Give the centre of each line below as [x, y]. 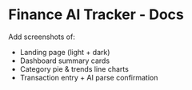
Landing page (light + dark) [65, 52]
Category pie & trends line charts [74, 68]
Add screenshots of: [42, 37]
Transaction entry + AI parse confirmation [89, 77]
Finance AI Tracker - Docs [96, 15]
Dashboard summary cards [65, 61]
